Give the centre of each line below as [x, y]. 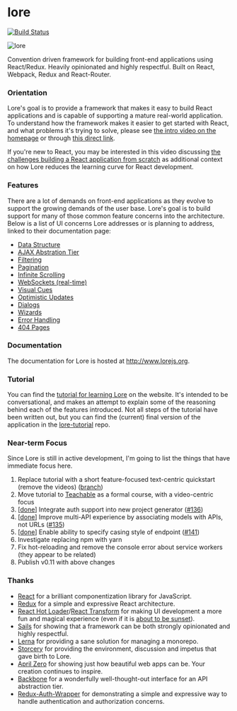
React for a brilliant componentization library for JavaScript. [105, 596]
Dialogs [29, 304]
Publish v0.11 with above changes [66, 562]
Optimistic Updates [46, 297]
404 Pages [34, 327]
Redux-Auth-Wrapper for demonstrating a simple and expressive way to [122, 693]
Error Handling [39, 320]
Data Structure [39, 244]
